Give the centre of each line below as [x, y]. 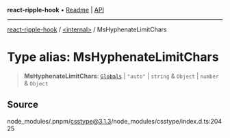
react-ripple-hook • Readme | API [56, 10]
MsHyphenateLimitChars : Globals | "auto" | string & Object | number [121, 76]
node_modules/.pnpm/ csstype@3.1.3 [59, 121]
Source [23, 105]
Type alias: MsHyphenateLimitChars [113, 57]
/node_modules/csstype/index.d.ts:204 [166, 121]
